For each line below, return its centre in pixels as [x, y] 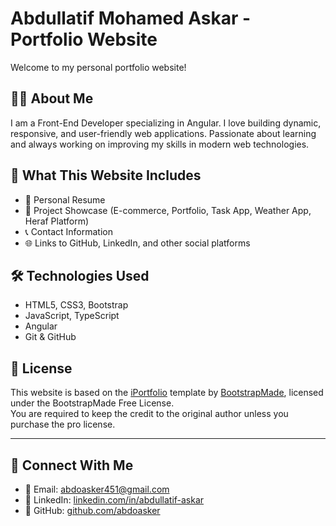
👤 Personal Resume [65, 199]
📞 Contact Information [69, 231]
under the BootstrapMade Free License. [92, 403]
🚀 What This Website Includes [106, 175]
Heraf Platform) [57, 221]
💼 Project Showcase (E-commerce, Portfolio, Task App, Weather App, [168, 210]
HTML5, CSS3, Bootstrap [76, 305]
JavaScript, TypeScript [72, 316]
